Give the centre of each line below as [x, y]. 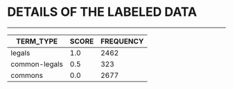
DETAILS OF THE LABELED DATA [102, 12]
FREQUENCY [122, 41]
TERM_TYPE [37, 41]
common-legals [37, 64]
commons [27, 75]
